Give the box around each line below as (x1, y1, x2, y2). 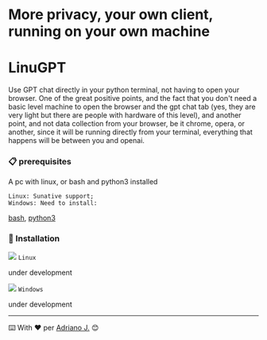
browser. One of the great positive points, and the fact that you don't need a (8, 94, 257, 103)
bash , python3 (8, 213, 56, 223)
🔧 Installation (8, 233, 60, 244)
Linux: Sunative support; (8, 192, 94, 200)
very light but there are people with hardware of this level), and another (8, 110, 242, 120)
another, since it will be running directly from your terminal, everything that (8, 127, 253, 137)
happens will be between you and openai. (8, 136, 145, 145)
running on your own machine (8, 22, 211, 41)
